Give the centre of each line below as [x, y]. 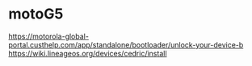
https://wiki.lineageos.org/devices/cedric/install [88, 53]
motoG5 [36, 14]
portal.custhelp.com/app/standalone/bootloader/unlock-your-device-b [126, 44]
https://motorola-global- [48, 36]
